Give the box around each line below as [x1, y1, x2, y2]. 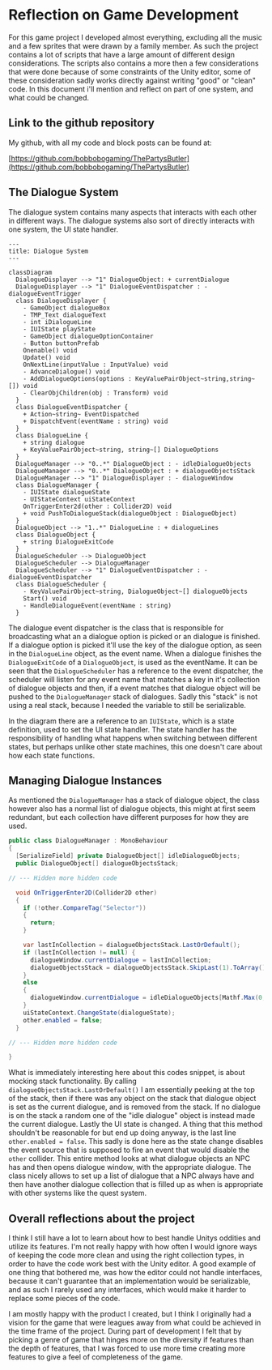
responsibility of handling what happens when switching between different [8, 733, 257, 743]
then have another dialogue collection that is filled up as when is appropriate [8, 1180, 264, 1189]
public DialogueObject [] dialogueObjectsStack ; [15, 860, 180, 868]
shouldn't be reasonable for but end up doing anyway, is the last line [8, 1128, 236, 1137]
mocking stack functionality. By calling [8, 1076, 138, 1086]
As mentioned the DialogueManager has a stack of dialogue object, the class [8, 796, 261, 805]
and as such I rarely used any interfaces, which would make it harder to [8, 1285, 247, 1295]
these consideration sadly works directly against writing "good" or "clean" [8, 75, 257, 85]
